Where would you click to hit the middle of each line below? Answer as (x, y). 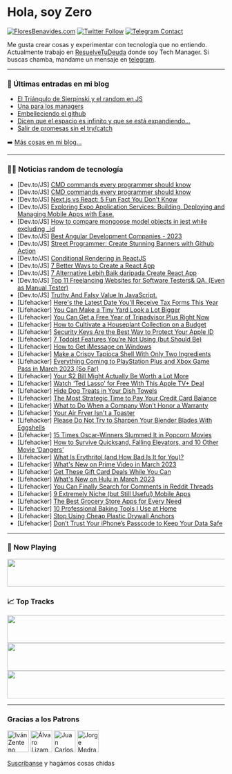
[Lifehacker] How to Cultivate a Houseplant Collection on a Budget (112, 324)
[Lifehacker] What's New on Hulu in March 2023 (86, 479)
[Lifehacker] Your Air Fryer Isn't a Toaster (76, 412)
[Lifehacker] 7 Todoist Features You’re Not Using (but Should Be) (109, 339)
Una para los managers (50, 106)
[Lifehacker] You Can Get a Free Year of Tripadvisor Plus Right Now (113, 317)
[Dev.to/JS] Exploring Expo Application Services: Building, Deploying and (121, 206)
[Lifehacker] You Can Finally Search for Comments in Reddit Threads (115, 486)
